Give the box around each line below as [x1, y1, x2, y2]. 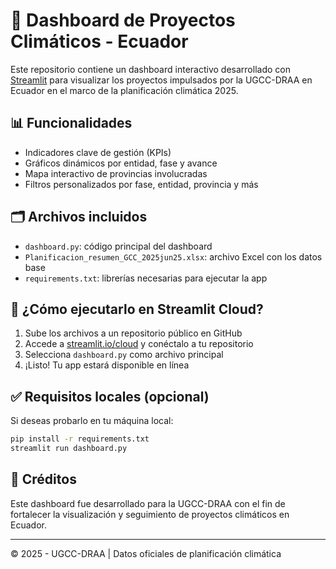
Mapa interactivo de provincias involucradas [24, 167, 208, 179]
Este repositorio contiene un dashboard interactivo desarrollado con [10, 63, 291, 75]
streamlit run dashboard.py [10, 444, 128, 454]
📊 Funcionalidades [10, 115, 133, 132]
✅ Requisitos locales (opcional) [10, 388, 210, 405]
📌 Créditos [10, 471, 77, 488]
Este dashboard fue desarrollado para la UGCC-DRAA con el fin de [10, 497, 286, 509]
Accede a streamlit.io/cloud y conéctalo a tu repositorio [24, 338, 254, 350]
